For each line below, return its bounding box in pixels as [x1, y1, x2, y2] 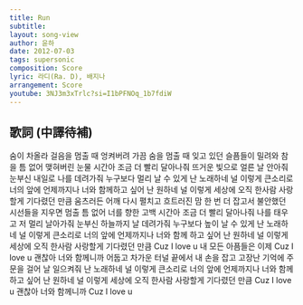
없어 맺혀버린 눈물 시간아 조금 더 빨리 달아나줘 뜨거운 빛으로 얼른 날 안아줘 [28, 162, 289, 173]
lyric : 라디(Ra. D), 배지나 [9, 72, 106, 81]
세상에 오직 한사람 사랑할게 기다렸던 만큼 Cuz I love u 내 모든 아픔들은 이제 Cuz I [9, 241, 294, 252]
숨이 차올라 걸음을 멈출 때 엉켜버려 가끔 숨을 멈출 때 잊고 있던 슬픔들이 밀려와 [9, 150, 279, 161]
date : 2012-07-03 [9, 47, 75, 56]
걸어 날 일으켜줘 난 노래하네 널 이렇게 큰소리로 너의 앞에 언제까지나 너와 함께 [25, 263, 294, 274]
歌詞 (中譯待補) [9, 124, 93, 140]
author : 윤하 [9, 38, 55, 48]
